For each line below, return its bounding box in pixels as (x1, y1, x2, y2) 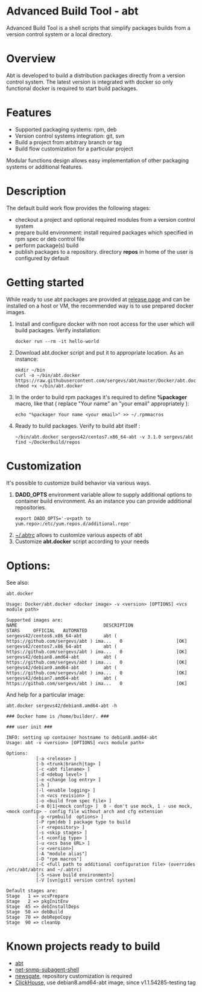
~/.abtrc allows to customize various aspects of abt (14, 531, 143, 538)
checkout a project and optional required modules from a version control (14, 216, 195, 223)
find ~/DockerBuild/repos (14, 439, 80, 445)
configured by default (14, 254, 69, 262)
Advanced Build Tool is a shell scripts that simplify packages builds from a (6, 24, 191, 31)
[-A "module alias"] (36, 851, 87, 857)
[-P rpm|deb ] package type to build (36, 819, 131, 825)
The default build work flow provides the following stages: (6, 204, 151, 211)
